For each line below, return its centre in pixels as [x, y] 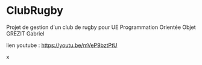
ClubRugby [35, 11]
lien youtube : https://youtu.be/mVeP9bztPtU [62, 45]
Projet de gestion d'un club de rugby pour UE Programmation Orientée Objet [101, 27]
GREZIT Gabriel [25, 33]
